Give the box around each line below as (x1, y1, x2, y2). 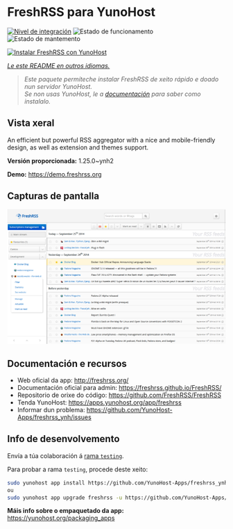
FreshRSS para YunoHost (7, 4, 156, 20)
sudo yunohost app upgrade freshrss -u (7, 494, 123, 501)
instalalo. (24, 97, 51, 105)
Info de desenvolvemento (7, 433, 120, 445)
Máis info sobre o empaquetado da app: (7, 507, 124, 515)
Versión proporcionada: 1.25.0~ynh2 (7, 156, 114, 165)
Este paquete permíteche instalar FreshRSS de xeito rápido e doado (24, 74, 219, 83)
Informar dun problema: (17, 405, 85, 414)
